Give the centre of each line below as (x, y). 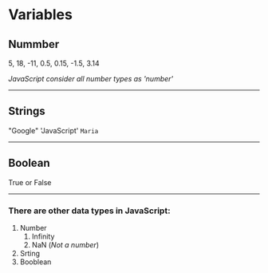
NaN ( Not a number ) (65, 244)
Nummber (34, 44)
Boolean (29, 163)
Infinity (43, 236)
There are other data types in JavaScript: (89, 211)
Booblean (35, 262)
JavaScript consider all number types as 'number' (91, 79)
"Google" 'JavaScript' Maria (53, 130)
